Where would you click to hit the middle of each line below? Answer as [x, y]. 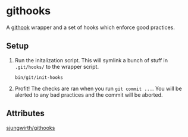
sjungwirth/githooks [31, 128]
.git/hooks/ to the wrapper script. [57, 66]
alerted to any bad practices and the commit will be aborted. [89, 95]
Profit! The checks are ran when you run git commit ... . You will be [98, 88]
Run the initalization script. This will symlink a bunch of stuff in [91, 60]
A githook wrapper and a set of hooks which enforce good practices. [91, 27]
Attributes [25, 114]
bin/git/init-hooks [39, 77]
